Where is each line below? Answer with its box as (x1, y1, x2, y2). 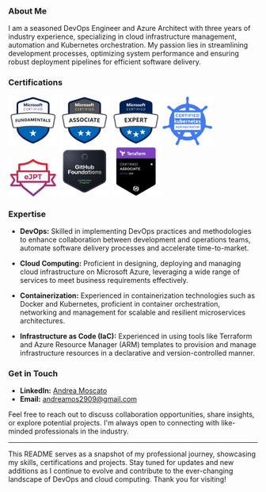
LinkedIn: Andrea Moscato (19, 386, 108, 395)
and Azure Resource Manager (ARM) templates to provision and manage (19, 339, 256, 349)
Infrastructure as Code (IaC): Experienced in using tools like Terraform (19, 331, 253, 341)
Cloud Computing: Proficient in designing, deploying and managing (19, 258, 241, 268)
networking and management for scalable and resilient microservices (19, 307, 246, 317)
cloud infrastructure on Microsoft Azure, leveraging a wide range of (19, 267, 240, 277)
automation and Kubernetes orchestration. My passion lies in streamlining (8, 40, 249, 50)
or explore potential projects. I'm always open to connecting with (8, 418, 220, 428)
